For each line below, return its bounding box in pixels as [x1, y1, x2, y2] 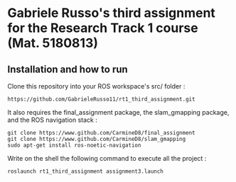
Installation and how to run [7, 63, 128, 75]
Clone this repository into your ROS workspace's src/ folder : [7, 82, 186, 90]
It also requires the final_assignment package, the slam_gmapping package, [7, 108, 230, 116]
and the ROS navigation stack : [7, 115, 97, 124]
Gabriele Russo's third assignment [7, 5, 215, 21]
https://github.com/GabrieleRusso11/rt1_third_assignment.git [7, 96, 195, 103]
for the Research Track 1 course [7, 20, 198, 36]
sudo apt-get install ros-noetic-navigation [7, 142, 141, 149]
